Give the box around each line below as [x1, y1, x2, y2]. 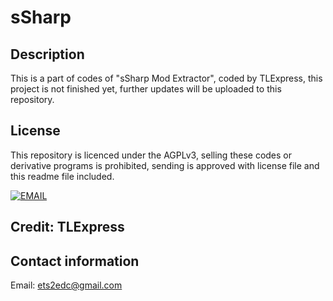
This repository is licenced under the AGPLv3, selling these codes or [10, 149, 293, 161]
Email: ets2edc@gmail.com [10, 279, 123, 291]
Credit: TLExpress [10, 219, 125, 236]
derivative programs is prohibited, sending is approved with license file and [10, 159, 320, 171]
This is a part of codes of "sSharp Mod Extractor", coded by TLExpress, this [10, 72, 323, 84]
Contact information [10, 252, 140, 270]
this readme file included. [10, 170, 115, 182]
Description [10, 46, 85, 63]
